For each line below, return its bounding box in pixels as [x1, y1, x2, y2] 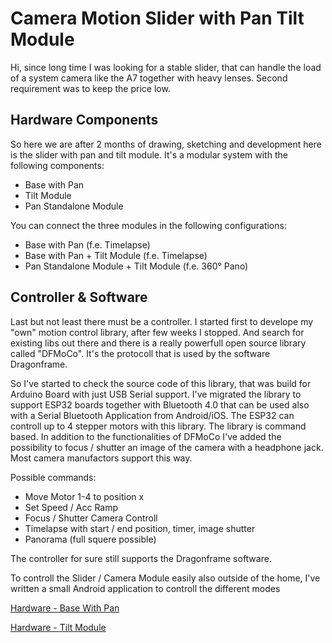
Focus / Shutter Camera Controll [24, 512, 158, 524]
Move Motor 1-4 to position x [24, 490, 145, 502]
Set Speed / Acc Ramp [24, 501, 119, 513]
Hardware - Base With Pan [10, 602, 120, 614]
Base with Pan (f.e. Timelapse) [24, 238, 151, 251]
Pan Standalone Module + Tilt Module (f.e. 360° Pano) [24, 260, 249, 272]
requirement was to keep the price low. [10, 82, 171, 94]
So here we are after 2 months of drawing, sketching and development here [10, 138, 322, 150]
